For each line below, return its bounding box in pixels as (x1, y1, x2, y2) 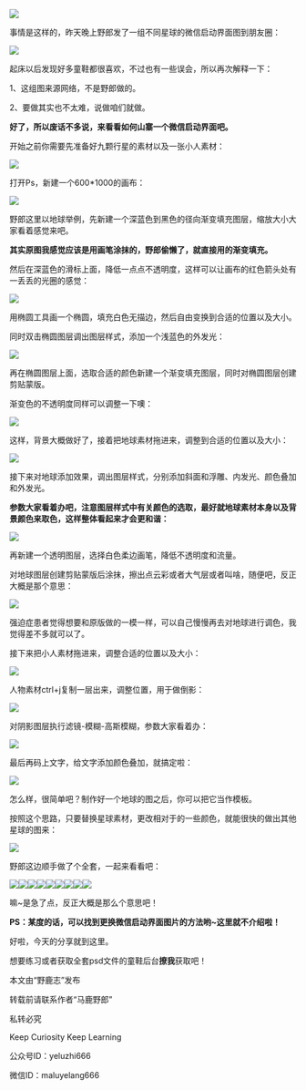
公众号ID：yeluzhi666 (9, 1051, 91, 1061)
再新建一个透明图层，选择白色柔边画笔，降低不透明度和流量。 (9, 550, 241, 560)
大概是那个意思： (9, 581, 74, 591)
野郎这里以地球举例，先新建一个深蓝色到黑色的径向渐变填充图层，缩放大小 (9, 214, 289, 224)
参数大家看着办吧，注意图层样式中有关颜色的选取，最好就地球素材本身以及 (9, 502, 289, 512)
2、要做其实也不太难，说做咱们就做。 (9, 102, 150, 113)
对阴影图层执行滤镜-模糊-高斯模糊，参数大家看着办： (9, 721, 209, 731)
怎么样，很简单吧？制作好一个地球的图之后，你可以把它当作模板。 (9, 794, 257, 804)
